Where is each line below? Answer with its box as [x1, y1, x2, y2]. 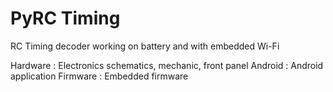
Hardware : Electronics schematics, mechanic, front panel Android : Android [10, 59, 324, 71]
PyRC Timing [10, 7, 121, 30]
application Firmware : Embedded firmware [10, 70, 189, 82]
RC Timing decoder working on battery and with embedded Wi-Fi [10, 40, 280, 52]
